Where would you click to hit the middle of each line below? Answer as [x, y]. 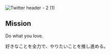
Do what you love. [24, 36]
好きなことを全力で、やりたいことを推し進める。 [57, 46]
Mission [18, 23]
